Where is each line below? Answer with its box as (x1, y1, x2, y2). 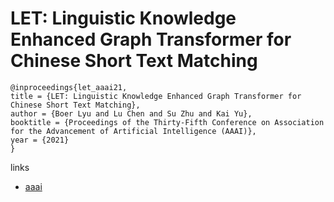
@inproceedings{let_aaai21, (10, 82, 128, 92)
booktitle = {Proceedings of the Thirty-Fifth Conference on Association (10, 117, 325, 127)
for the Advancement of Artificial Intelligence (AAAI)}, (10, 126, 257, 136)
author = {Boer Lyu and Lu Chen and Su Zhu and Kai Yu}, (10, 108, 253, 119)
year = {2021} (10, 135, 70, 145)
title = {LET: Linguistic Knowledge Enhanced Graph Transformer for (10, 91, 302, 101)
